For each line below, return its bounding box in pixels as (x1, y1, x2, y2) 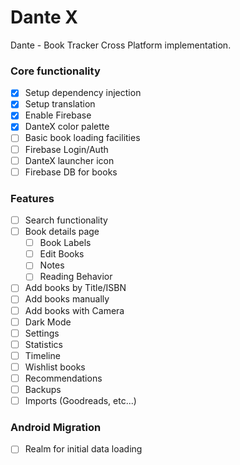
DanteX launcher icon (24, 154, 115, 166)
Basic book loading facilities (24, 132, 141, 144)
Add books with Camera (24, 304, 125, 316)
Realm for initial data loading (24, 443, 143, 455)
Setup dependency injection (24, 87, 142, 99)
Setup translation (24, 98, 96, 110)
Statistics (24, 338, 63, 350)
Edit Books (39, 248, 85, 260)
